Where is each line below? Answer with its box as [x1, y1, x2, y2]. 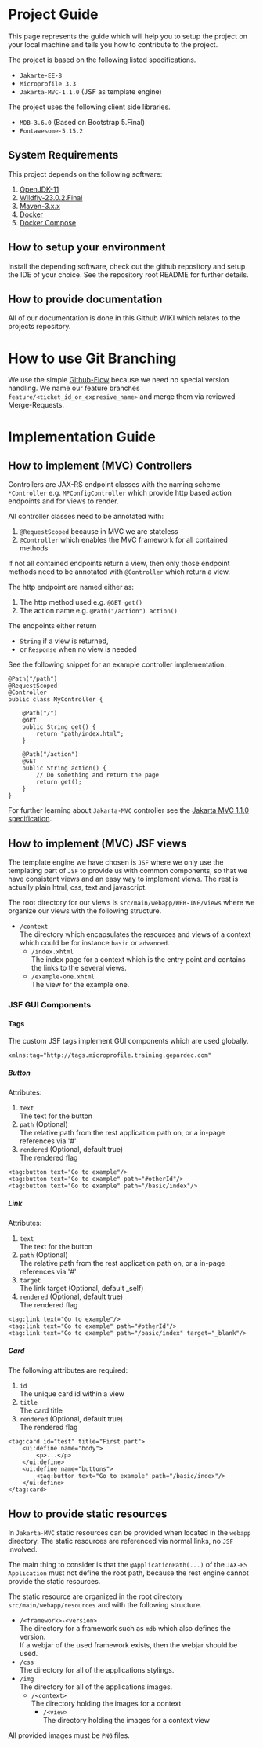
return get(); [36, 778, 82, 786]
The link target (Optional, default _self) [19, 1284, 144, 1293]
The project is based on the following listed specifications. [8, 55, 196, 64]
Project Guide [8, 5, 99, 24]
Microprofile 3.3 [19, 80, 77, 88]
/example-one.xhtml [31, 973, 95, 981]
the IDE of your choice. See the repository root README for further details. [8, 269, 249, 280]
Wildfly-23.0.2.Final [19, 192, 83, 202]
